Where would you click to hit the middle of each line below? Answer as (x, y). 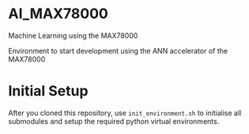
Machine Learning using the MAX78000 (73, 35)
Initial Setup (48, 91)
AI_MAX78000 (58, 14)
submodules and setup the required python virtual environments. (114, 121)
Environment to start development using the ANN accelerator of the (118, 50)
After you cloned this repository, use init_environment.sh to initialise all (125, 113)
